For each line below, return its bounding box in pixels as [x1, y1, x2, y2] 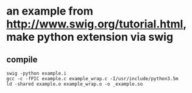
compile [6, 54, 38, 64]
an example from [6, 4, 93, 18]
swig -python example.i [6, 71, 67, 77]
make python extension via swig [6, 30, 174, 44]
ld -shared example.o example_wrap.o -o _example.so [6, 81, 143, 87]
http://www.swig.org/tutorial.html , [6, 17, 187, 31]
